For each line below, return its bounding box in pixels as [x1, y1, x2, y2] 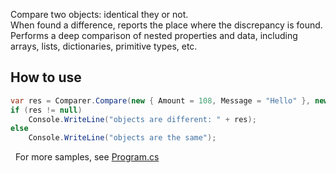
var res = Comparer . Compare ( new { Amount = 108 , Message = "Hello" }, [10, 95, 311, 106]
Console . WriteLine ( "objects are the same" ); [28, 133, 217, 143]
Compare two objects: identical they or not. [10, 9, 189, 20]
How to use [10, 69, 82, 86]
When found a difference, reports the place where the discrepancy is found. [10, 19, 323, 31]
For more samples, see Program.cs [14, 151, 160, 163]
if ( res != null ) [10, 105, 83, 115]
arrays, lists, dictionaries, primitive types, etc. [10, 40, 198, 52]
